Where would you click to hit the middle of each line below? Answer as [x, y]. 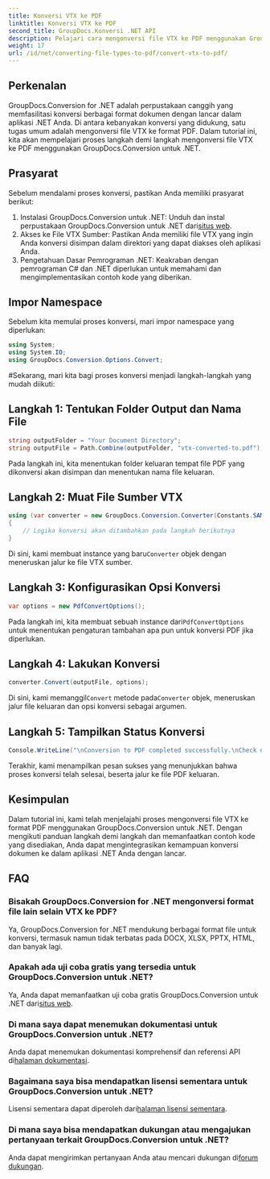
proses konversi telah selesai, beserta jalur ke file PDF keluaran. [114, 774]
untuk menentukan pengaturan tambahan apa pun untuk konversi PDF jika [131, 630]
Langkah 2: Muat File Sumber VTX [96, 498]
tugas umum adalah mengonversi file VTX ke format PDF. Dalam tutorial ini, [133, 131]
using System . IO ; [37, 353]
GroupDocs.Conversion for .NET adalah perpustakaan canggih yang [121, 105]
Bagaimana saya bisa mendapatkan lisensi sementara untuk [128, 1081]
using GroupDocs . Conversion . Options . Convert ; [86, 360]
